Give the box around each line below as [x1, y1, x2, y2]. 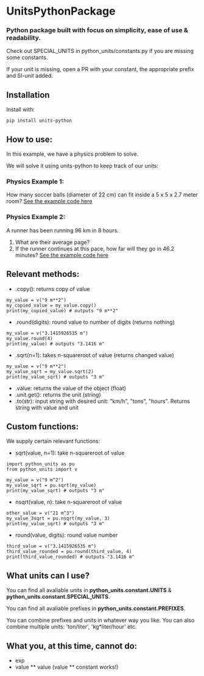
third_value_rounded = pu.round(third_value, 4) [6, 549, 132, 555]
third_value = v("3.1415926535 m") [6, 543, 97, 549]
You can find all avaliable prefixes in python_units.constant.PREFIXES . [6, 605, 186, 612]
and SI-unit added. [6, 72, 54, 80]
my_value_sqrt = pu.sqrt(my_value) [6, 483, 97, 489]
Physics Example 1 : [6, 178, 65, 186]
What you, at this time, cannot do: [6, 641, 138, 651]
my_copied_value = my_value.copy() [6, 302, 97, 308]
